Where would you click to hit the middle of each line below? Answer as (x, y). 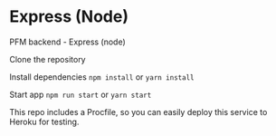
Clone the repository (48, 59)
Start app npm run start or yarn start (81, 94)
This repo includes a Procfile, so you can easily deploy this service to (138, 112)
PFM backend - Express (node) (68, 42)
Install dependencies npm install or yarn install (102, 77)
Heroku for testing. (44, 121)
